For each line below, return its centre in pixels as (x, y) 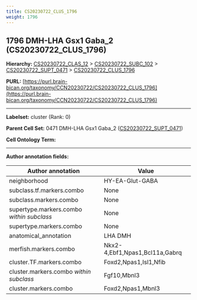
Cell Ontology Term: (31, 140)
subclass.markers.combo (44, 200)
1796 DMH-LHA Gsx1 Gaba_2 (60, 41)
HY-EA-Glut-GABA (131, 181)
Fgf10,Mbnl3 (122, 275)
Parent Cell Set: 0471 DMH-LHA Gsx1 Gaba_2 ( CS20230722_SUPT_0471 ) (95, 128)
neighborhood (29, 181)
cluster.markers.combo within (50, 272)
